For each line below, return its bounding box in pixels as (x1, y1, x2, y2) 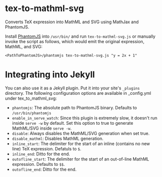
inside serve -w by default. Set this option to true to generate (12, 120, 133, 126)
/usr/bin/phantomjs (12, 111, 52, 116)
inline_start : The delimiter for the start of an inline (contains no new (12, 141, 150, 147)
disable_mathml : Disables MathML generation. (12, 135, 104, 141)
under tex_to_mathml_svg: (5, 95, 57, 101)
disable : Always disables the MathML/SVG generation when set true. (12, 130, 150, 136)
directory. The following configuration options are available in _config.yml (5, 90, 151, 96)
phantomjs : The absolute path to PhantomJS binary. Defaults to (12, 104, 137, 110)
